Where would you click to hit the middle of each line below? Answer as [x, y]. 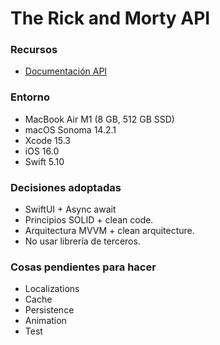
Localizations [52, 289]
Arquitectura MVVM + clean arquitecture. [109, 231]
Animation [45, 321]
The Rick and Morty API [110, 18]
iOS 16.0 [42, 151]
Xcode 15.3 [47, 140]
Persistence [49, 310]
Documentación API [66, 71]
